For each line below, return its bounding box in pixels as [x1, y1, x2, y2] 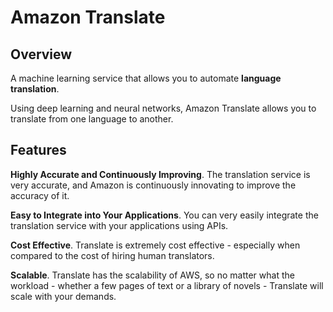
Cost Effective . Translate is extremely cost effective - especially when [10, 239, 301, 251]
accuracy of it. [10, 189, 70, 201]
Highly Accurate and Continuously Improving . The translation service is [10, 168, 311, 180]
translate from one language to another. [10, 113, 174, 125]
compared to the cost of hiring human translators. [10, 249, 215, 261]
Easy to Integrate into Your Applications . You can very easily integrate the [10, 209, 319, 221]
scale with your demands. [10, 290, 117, 302]
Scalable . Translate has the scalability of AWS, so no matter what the [10, 269, 295, 281]
